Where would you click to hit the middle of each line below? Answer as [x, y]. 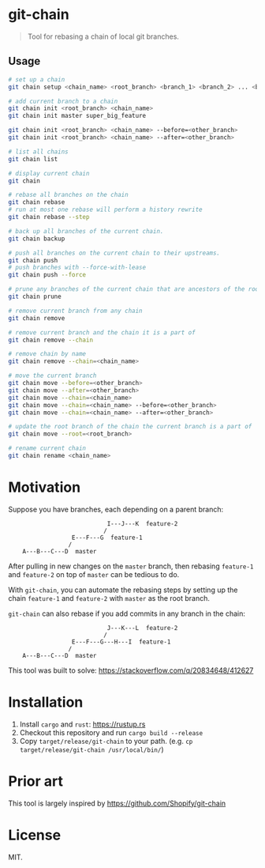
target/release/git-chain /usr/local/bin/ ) [91, 749]
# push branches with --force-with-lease [77, 268]
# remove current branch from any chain [76, 311]
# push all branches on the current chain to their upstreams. [114, 253]
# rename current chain [47, 448]
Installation [46, 702]
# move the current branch [52, 376]
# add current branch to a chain [63, 101]
